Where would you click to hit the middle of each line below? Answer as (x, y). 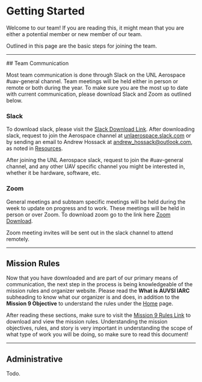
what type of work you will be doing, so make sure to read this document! (97, 334)
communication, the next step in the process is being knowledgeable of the (99, 284)
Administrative (35, 359)
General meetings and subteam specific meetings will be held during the (96, 202)
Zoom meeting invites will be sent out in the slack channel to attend (90, 233)
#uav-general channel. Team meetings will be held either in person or (92, 81)
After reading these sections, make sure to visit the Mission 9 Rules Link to (99, 315)
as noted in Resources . (35, 148)
